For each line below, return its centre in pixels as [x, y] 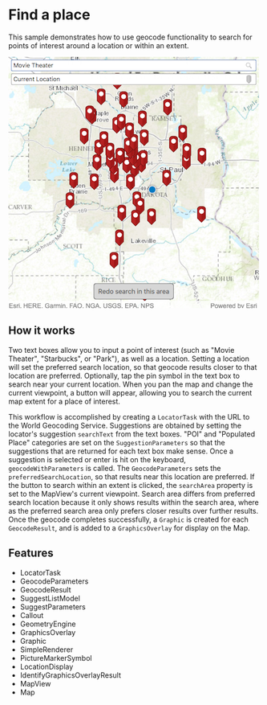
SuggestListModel [50, 598]
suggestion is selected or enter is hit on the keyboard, [97, 459]
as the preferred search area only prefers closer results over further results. [133, 510]
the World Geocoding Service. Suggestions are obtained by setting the [125, 425]
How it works [42, 331]
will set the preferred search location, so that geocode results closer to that [133, 367]
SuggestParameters [53, 607]
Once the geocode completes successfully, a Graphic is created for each [128, 519]
